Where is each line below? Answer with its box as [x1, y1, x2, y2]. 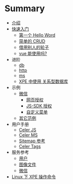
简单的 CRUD [18, 38, 46, 44]
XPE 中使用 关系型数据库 [18, 78, 69, 84]
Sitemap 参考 [18, 138, 46, 144]
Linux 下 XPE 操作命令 [11, 174, 56, 180]
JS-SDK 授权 [26, 103, 52, 108]
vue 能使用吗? [18, 50, 47, 56]
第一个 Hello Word [18, 32, 55, 38]
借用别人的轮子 [18, 44, 49, 50]
